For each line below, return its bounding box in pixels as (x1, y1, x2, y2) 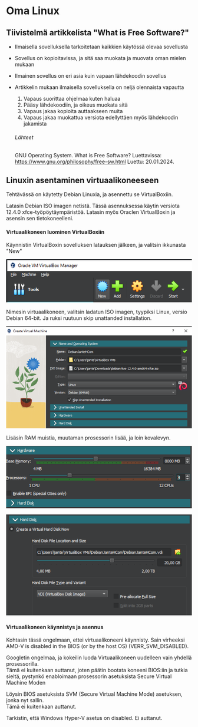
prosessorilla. (6, 660, 39, 667)
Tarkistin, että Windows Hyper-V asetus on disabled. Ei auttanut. (6, 715, 163, 722)
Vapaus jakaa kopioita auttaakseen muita (23, 108, 123, 114)
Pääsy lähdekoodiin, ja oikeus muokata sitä (23, 101, 128, 108)
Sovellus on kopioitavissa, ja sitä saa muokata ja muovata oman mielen (14, 55, 187, 61)
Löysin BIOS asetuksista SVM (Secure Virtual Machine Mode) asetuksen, (6, 690, 183, 698)
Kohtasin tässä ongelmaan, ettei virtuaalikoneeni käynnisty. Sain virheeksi (6, 636, 185, 643)
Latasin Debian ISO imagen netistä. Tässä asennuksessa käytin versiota (6, 202, 180, 210)
